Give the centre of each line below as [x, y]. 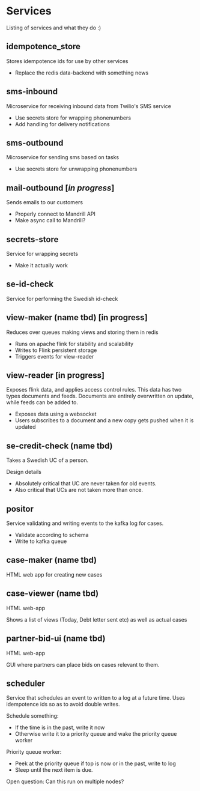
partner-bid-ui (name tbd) [56, 639]
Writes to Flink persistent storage [56, 350]
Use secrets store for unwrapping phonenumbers [76, 169]
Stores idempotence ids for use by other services [67, 61]
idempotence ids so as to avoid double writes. [63, 705]
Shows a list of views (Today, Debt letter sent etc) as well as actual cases [97, 619]
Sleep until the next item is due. [54, 770]
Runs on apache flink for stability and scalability [74, 344]
